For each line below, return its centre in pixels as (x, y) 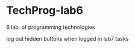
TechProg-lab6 (45, 10)
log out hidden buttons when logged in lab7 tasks (67, 38)
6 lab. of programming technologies (51, 27)
